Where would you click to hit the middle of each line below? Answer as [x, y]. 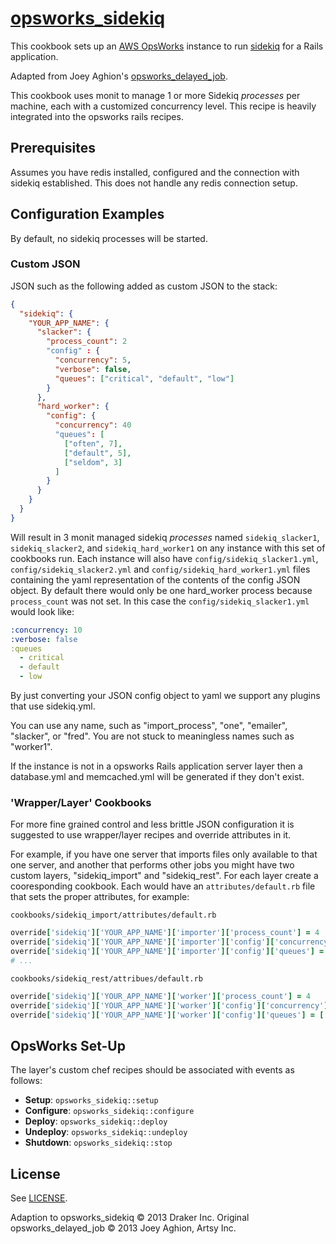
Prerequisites [53, 148]
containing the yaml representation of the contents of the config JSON [155, 579]
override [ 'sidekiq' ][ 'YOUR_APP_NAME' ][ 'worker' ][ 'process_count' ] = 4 [160, 996]
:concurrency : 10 [46, 630]
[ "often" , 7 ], [93, 443]
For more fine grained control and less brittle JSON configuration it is [152, 824]
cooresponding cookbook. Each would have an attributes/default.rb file [163, 886]
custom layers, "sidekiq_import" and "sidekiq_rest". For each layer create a [164, 876]
